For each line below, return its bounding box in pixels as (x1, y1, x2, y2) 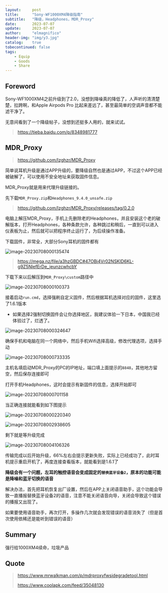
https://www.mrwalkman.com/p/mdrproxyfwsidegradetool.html (17, 572, 148, 578)
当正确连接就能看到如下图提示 (5, 402, 66, 408)
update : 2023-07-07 (5, 26, 55, 31)
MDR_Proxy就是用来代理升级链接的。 (5, 184, 82, 190)
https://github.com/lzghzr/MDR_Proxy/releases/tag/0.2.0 (17, 205, 134, 211)
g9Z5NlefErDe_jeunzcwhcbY (17, 263, 77, 269)
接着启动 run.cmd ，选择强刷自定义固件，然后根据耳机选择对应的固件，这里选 (5, 294, 161, 300)
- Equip (14, 54, 30, 59)
